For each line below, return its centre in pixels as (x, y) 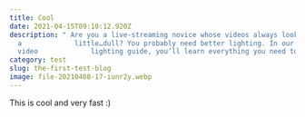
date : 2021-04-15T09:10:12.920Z (70, 26)
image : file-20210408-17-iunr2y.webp (81, 77)
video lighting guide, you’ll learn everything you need (152, 52)
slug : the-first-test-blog (60, 69)
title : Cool (32, 18)
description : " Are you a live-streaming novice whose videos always (144, 34)
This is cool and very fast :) (60, 102)
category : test (38, 60)
